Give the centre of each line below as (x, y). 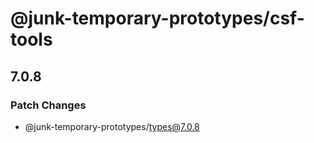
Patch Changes (48, 105)
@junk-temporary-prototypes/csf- (157, 18)
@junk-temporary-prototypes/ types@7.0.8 (112, 126)
